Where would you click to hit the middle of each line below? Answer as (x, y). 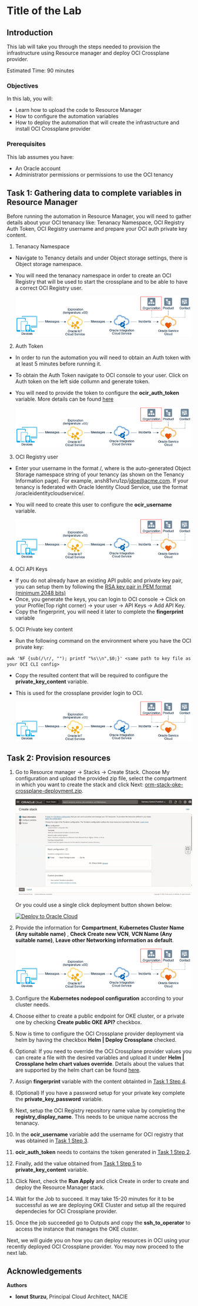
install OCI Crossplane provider (53, 129)
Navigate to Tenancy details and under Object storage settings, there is (101, 258)
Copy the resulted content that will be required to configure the (91, 675)
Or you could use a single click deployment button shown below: (93, 905)
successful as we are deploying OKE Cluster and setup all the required (100, 1205)
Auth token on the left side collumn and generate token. (82, 381)
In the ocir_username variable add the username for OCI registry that (99, 1134)
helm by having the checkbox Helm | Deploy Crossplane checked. (96, 1039)
